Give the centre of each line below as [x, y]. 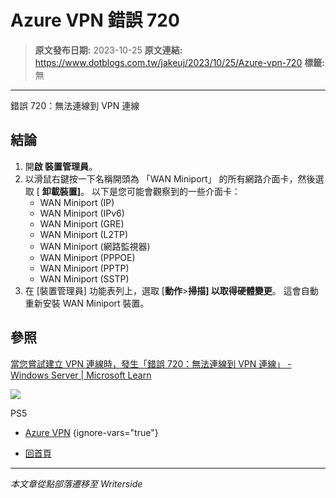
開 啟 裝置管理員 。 [61, 166]
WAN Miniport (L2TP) [84, 234]
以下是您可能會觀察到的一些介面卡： [166, 191]
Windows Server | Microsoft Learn [81, 375]
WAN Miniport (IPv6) [82, 213]
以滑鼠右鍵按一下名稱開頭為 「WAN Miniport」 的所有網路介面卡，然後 [170, 178]
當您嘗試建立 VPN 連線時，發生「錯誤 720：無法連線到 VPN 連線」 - [151, 363]
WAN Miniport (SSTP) [84, 278]
